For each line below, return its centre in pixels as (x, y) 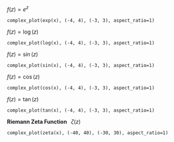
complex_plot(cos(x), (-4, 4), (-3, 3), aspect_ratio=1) (81, 88)
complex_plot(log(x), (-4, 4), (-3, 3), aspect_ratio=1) (81, 43)
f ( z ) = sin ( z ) (23, 54)
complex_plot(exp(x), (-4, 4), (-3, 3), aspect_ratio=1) (81, 20)
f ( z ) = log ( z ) (23, 32)
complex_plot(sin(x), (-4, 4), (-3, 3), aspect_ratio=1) (81, 65)
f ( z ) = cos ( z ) (24, 76)
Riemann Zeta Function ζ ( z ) (44, 121)
